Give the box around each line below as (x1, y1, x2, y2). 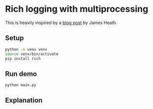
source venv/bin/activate (5, 52, 58, 56)
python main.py (5, 82, 37, 88)
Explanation (5, 96, 43, 105)
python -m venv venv (5, 47, 48, 52)
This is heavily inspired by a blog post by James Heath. (5, 20, 117, 26)
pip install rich (5, 56, 41, 61)
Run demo (5, 70, 37, 78)
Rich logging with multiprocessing (5, 3, 149, 15)
